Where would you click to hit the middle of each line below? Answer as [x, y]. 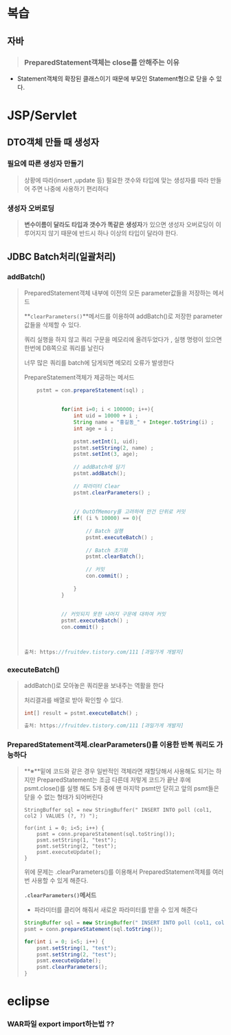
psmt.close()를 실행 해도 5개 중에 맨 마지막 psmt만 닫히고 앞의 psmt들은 [122, 788]
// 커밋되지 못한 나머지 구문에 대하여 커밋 [113, 614]
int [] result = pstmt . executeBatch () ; [81, 713]
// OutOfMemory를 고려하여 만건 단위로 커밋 [129, 512]
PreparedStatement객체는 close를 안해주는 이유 [102, 62]
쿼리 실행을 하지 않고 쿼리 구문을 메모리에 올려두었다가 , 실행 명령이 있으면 [123, 339]
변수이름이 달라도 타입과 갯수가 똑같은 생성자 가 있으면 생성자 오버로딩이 [119, 224]
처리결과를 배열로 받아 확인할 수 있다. [74, 700]
